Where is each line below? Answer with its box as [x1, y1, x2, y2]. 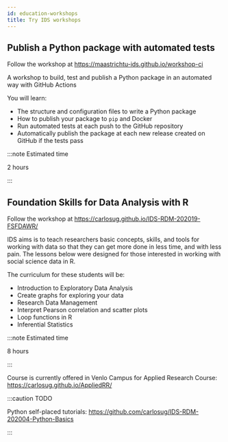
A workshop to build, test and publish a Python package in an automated [7, 74, 212, 82]
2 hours [7, 163, 29, 172]
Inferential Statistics [16, 320, 73, 329]
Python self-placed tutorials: [7, 408, 88, 416]
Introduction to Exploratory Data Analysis [16, 284, 134, 292]
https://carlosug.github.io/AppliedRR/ [7, 381, 112, 389]
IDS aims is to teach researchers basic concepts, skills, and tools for [7, 235, 200, 244]
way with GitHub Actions [7, 80, 77, 89]
